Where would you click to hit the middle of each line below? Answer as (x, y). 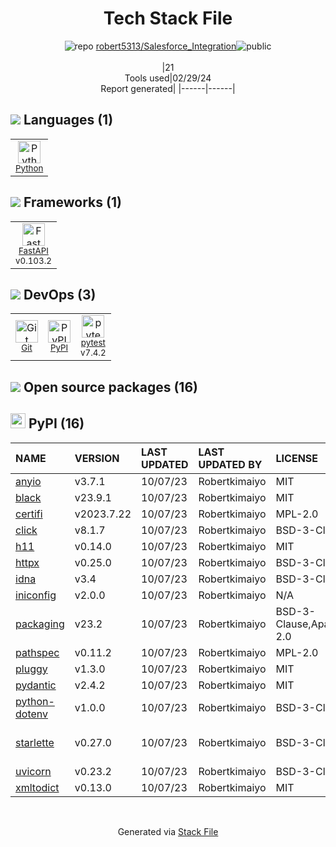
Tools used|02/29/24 (168, 78)
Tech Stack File (168, 18)
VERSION (97, 458)
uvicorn (33, 771)
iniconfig (36, 595)
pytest (93, 343)
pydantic (36, 685)
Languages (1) (68, 120)
